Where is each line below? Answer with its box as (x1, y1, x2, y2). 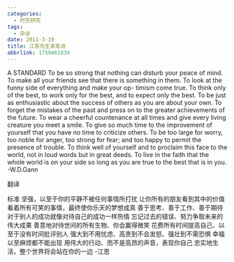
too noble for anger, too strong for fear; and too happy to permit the (7, 135, 202, 144)
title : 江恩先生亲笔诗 (7, 43, 66, 50)
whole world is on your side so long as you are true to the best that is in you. (7, 158, 227, 166)
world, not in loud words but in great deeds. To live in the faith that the (7, 150, 210, 158)
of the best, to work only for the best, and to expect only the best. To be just (7, 90, 226, 99)
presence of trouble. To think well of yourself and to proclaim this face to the (7, 143, 228, 151)
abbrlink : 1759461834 (7, 50, 71, 57)
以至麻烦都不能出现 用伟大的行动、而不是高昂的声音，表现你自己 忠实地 (7, 238, 213, 247)
